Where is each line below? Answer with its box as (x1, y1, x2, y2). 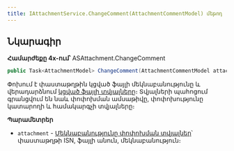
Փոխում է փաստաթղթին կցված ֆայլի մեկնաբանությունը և (7, 80, 201, 89)
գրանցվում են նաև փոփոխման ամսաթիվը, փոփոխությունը (7, 95, 204, 103)
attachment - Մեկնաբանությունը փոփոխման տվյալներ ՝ (17, 129, 193, 137)
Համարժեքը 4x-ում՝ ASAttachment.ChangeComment (7, 54, 166, 62)
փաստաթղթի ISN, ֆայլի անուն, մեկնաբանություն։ (17, 136, 181, 145)
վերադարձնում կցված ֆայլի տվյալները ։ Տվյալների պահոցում (7, 87, 208, 96)
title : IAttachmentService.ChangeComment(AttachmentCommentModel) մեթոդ (7, 10, 223, 17)
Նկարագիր (7, 36, 61, 48)
